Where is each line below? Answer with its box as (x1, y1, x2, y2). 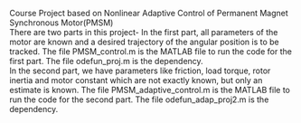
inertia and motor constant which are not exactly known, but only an (9, 75, 263, 85)
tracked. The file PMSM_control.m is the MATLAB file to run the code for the (9, 46, 292, 57)
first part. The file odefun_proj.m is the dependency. (9, 56, 203, 66)
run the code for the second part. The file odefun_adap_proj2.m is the (9, 94, 269, 105)
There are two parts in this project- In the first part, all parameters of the (9, 27, 278, 37)
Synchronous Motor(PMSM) (9, 17, 114, 28)
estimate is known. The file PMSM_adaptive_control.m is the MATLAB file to (9, 85, 291, 95)
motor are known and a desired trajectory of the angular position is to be (9, 36, 280, 47)
